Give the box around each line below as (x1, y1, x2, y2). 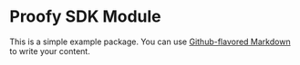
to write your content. (9, 45, 91, 56)
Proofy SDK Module (9, 6, 161, 27)
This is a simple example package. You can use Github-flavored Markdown (9, 36, 291, 47)
